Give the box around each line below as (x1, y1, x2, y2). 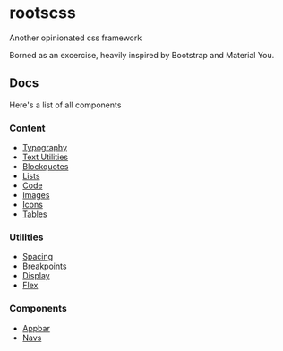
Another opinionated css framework (9, 32, 142, 43)
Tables (21, 209, 47, 219)
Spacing (21, 252, 54, 262)
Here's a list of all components (9, 99, 122, 110)
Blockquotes (21, 161, 69, 172)
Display (21, 270, 51, 281)
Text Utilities (21, 151, 69, 163)
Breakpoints (21, 261, 67, 271)
